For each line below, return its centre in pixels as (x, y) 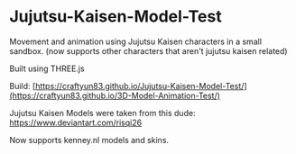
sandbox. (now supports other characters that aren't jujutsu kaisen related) (148, 50)
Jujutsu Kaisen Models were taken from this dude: (102, 113)
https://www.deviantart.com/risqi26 (76, 122)
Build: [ (23, 86)
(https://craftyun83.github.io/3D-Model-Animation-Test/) (115, 95)
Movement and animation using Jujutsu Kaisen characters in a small (136, 41)
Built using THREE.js (47, 68)
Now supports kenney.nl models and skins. (89, 140)
